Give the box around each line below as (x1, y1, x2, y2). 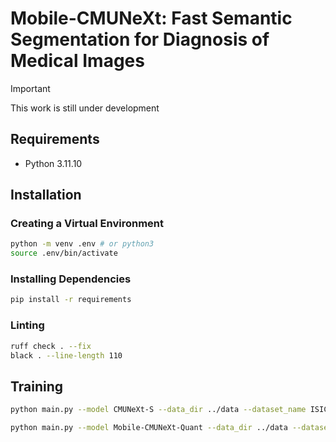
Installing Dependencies (10, 272, 132, 286)
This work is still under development (10, 102, 160, 114)
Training (10, 378, 64, 395)
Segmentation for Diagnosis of (10, 28, 270, 51)
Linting (10, 318, 45, 332)
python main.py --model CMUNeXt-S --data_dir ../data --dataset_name (10, 405, 307, 415)
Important (10, 82, 51, 94)
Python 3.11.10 (24, 157, 83, 169)
